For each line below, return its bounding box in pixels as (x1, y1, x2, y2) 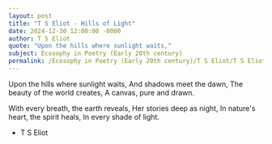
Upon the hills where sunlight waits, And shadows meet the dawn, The (8, 78, 244, 89)
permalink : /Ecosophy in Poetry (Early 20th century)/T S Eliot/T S (8, 57, 244, 66)
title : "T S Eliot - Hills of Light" (8, 19, 136, 28)
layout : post (8, 11, 53, 20)
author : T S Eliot (8, 34, 70, 43)
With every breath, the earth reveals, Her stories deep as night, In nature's (8, 103, 256, 113)
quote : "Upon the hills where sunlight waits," (8, 42, 172, 50)
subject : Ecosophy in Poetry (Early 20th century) (8, 49, 183, 57)
